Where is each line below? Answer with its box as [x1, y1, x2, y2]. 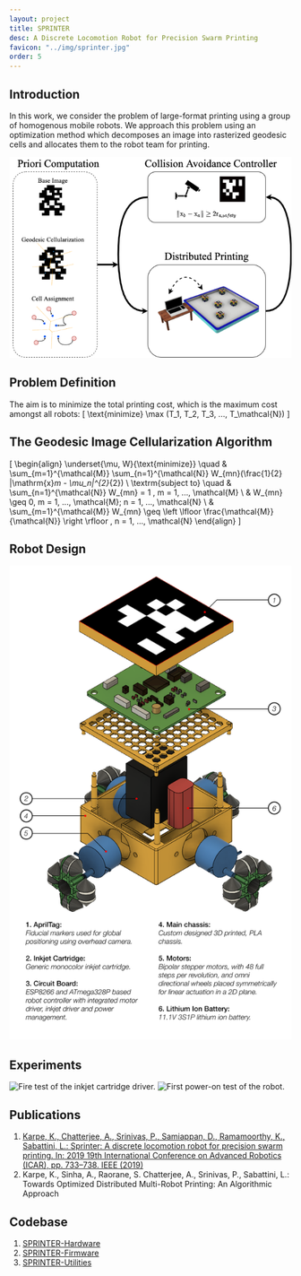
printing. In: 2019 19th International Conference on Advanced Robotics [21, 1150, 282, 1161]
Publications [9, 1107, 82, 1123]
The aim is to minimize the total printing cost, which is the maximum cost [9, 399, 278, 410]
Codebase [9, 1214, 69, 1229]
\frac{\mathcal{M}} [202, 506, 274, 516]
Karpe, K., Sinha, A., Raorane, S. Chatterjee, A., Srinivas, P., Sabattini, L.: [21, 1169, 289, 1180]
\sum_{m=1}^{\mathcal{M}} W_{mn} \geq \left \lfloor [9, 506, 202, 516]
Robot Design [9, 542, 87, 557]
